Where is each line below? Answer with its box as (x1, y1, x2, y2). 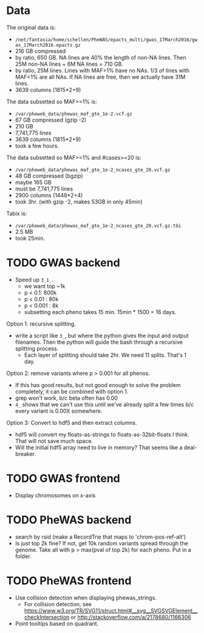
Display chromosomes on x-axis (15, 491, 96, 499)
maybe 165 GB (15, 178, 52, 186)
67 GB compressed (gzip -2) (15, 116, 87, 124)
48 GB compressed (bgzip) (15, 172, 83, 180)
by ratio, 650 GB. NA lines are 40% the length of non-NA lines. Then (15, 54, 186, 61)
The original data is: (6, 24, 56, 31)
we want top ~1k (24, 282, 66, 290)
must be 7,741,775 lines (15, 185, 73, 192)
